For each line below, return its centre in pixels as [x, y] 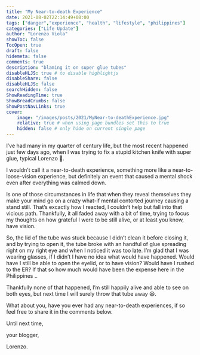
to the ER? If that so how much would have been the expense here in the [95, 269]
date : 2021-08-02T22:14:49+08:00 [48, 17]
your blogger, [23, 335]
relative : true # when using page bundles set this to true [93, 123]
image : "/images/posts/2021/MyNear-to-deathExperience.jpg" [93, 117]
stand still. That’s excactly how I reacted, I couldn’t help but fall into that [94, 207]
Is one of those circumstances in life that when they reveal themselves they [99, 194]
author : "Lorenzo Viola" [37, 34]
